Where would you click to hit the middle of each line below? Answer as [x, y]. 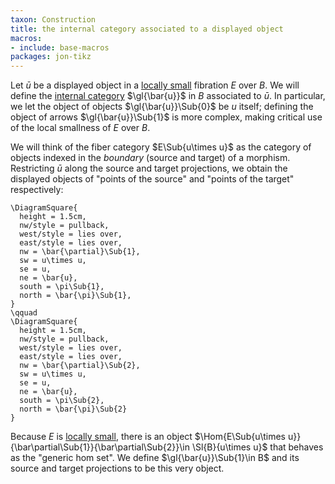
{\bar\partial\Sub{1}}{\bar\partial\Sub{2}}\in [100, 447]
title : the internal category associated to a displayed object [147, 29]
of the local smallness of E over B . [80, 128]
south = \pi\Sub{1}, [62, 287]
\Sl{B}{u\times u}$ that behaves [257, 447]
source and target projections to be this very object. [117, 468]
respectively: [37, 190]
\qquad [24, 313]
